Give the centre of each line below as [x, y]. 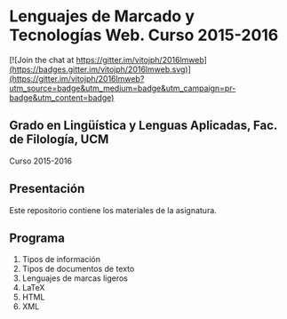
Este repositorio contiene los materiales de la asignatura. [113, 210]
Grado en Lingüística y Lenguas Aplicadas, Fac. [143, 126]
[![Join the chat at [42, 60]
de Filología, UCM [59, 140]
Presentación [47, 189]
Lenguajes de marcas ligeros [75, 278]
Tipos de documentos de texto [78, 269]
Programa [37, 238]
